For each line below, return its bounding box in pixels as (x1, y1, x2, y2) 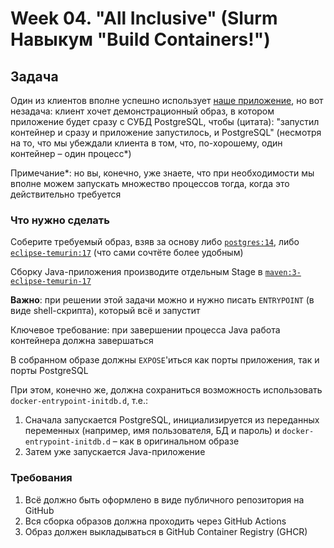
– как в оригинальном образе (112, 435, 240, 447)
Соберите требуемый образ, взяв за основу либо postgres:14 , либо (10, 236, 300, 248)
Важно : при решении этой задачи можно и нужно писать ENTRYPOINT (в (10, 294, 315, 306)
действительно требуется (10, 188, 122, 200)
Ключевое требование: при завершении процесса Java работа (10, 324, 281, 336)
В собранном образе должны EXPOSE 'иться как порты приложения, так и (10, 354, 320, 366)
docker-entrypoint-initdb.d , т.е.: (10, 395, 149, 407)
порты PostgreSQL (10, 365, 89, 377)
